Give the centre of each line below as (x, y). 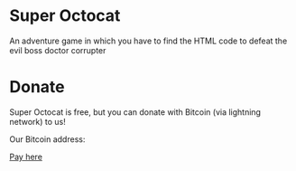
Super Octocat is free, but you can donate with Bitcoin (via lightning (135, 112)
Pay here (26, 157)
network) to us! (37, 121)
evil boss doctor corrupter (58, 50)
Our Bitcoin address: (47, 139)
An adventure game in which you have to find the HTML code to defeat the (148, 41)
